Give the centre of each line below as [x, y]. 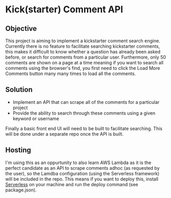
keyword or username [36, 118]
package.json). [21, 190]
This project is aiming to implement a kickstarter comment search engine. [83, 41]
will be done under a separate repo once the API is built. [65, 134]
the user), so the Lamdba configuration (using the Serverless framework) [82, 173]
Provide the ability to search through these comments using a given [84, 113]
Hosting [18, 150]
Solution [19, 90]
